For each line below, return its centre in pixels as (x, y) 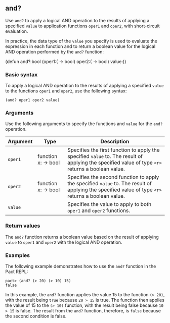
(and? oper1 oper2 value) (32, 100)
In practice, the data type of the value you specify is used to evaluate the (81, 41)
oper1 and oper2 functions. (99, 210)
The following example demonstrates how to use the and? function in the (81, 266)
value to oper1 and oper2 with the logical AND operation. (64, 242)
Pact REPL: (17, 272)
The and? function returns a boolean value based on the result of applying (82, 237)
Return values (23, 226)
